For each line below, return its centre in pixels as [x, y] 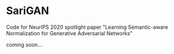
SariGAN [28, 11]
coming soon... [24, 45]
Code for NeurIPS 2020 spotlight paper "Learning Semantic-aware [87, 27]
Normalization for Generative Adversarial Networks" [69, 33]
